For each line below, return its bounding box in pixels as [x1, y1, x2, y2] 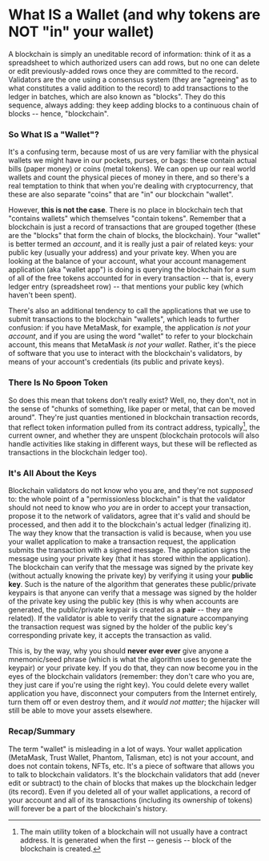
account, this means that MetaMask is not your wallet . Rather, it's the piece [8, 340, 256, 350]
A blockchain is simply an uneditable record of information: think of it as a [8, 49, 251, 59]
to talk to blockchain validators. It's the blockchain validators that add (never [8, 770, 260, 779]
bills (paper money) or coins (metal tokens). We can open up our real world [8, 164, 256, 174]
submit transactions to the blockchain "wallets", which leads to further [8, 314, 240, 324]
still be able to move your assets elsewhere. [8, 705, 153, 715]
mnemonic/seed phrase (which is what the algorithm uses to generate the [8, 655, 252, 665]
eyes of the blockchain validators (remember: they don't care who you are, [8, 672, 255, 681]
